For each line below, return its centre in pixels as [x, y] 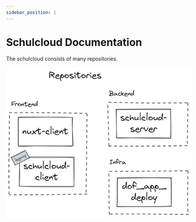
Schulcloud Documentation [74, 42]
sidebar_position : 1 [31, 12]
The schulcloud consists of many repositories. [62, 58]
